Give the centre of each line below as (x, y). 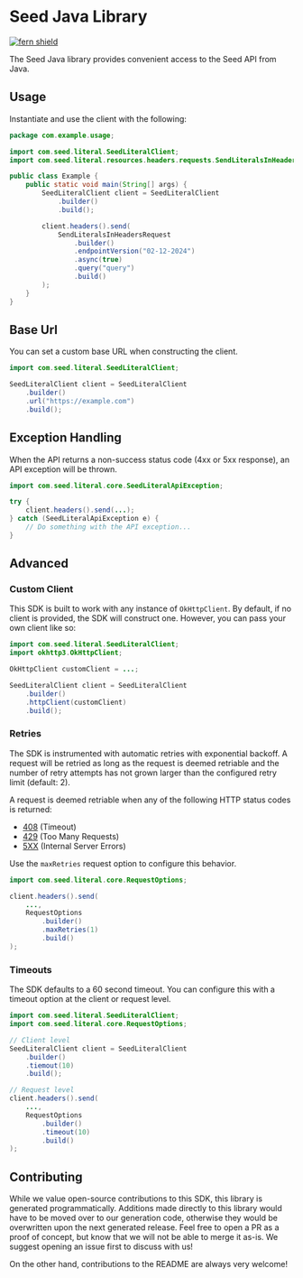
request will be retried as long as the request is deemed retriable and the (144, 763)
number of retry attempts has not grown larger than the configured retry (143, 773)
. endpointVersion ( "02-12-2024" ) (134, 251)
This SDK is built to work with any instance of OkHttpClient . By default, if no (150, 609)
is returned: (31, 809)
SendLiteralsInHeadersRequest (114, 235)
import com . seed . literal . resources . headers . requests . (113, 160)
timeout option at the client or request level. (90, 999)
